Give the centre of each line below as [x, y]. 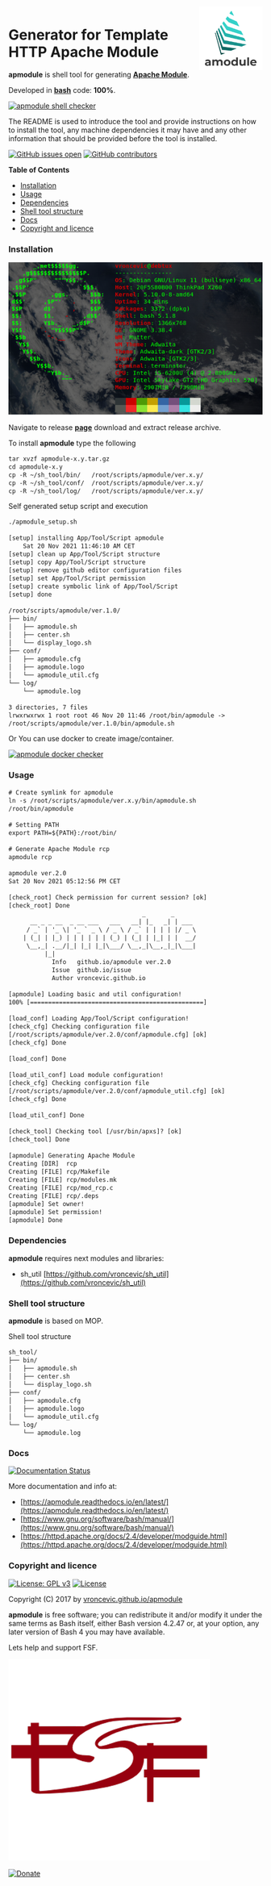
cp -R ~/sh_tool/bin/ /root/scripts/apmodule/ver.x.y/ [106, 475]
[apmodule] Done [35, 1220]
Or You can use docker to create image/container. [91, 739]
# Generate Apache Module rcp [59, 849]
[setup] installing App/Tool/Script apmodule [86, 538]
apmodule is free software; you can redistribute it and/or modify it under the [135, 1614]
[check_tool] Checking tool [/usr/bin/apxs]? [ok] [95, 1132]
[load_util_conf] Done [46, 1116]
